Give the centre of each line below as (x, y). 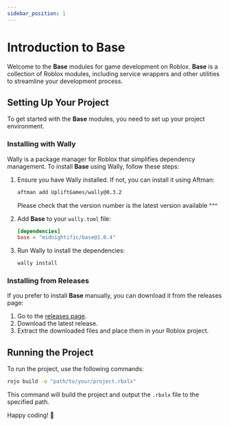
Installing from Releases (48, 281)
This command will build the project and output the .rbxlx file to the (103, 394)
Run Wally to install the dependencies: (71, 250)
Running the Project (50, 352)
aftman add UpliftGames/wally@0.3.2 (69, 192)
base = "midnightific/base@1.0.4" (66, 237)
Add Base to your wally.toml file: (64, 218)
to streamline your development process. (65, 81)
